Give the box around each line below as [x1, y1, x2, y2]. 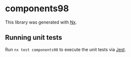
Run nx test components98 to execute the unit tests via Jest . [5, 46, 126, 52]
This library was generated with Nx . [5, 19, 77, 25]
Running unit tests [5, 33, 62, 42]
